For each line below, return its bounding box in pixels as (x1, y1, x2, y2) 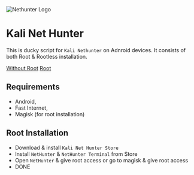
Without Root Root (6, 64, 51, 71)
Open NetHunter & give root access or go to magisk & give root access (14, 156, 189, 164)
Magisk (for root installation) (14, 110, 85, 117)
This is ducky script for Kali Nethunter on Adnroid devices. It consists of (6, 46, 186, 53)
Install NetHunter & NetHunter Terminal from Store (14, 150, 138, 158)
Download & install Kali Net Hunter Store (14, 144, 119, 151)
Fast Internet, (14, 104, 48, 111)
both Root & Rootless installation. (6, 53, 88, 60)
